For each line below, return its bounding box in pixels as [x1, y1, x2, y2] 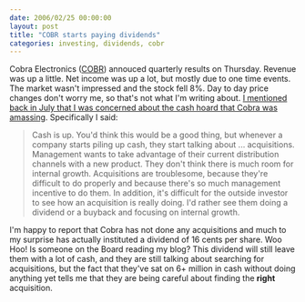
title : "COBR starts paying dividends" [9, 30, 161, 39]
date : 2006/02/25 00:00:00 [9, 13, 112, 23]
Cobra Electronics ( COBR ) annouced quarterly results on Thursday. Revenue [9, 64, 297, 75]
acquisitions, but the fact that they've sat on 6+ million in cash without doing [9, 263, 296, 274]
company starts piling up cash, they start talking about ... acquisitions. [31, 139, 295, 150]
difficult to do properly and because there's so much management [31, 178, 280, 189]
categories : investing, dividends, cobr [9, 38, 166, 48]
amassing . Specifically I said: [9, 112, 118, 123]
